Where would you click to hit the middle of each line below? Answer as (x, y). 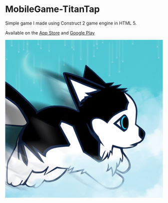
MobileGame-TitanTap (52, 9)
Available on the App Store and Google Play (50, 33)
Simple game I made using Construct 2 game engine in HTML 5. (71, 23)
